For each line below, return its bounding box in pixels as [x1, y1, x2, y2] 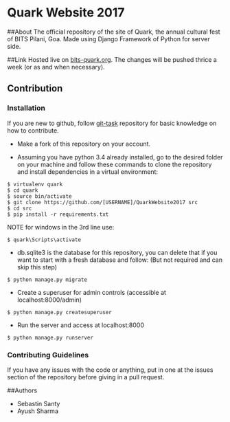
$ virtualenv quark [7, 181, 63, 188]
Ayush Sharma [16, 407, 58, 415]
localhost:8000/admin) [16, 296, 82, 304]
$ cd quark [7, 187, 38, 194]
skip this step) [16, 263, 57, 271]
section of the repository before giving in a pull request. [7, 373, 165, 381]
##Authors [7, 386, 38, 395]
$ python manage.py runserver [7, 334, 94, 341]
